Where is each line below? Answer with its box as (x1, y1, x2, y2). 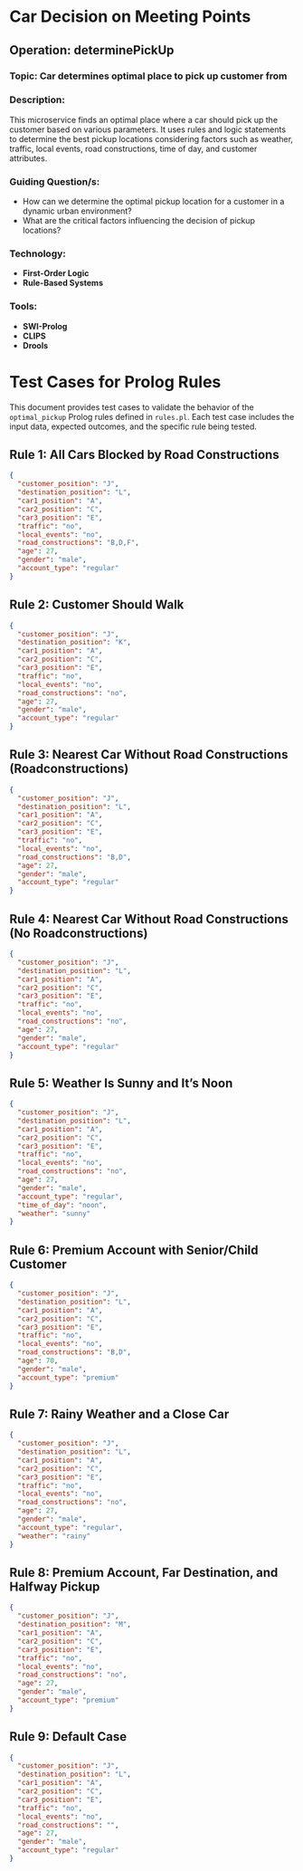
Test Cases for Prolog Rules (9, 371, 222, 392)
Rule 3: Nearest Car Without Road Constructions (9, 747, 289, 762)
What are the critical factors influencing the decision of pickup (22, 215, 256, 226)
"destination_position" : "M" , (17, 1620, 131, 1629)
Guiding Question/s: (9, 175, 100, 187)
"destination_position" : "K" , (17, 638, 131, 647)
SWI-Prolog (22, 320, 68, 331)
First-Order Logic (22, 268, 90, 279)
